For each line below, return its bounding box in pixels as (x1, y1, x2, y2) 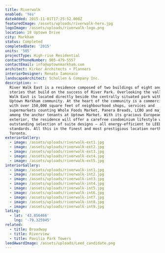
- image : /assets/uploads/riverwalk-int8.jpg (9, 199, 105, 204)
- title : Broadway (9, 227, 48, 232)
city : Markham (5, 35, 34, 40)
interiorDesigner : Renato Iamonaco (5, 71, 78, 76)
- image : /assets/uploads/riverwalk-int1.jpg (9, 167, 105, 172)
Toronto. (9, 131, 27, 136)
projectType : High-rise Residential (5, 53, 80, 58)
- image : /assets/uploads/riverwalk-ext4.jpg (9, 154, 105, 158)
